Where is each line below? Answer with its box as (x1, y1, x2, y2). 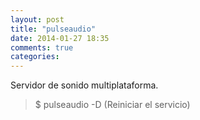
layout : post (10, 14, 65, 25)
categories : (10, 52, 60, 62)
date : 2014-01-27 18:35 (10, 33, 110, 43)
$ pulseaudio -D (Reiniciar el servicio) (34, 99, 191, 111)
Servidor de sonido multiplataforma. (10, 79, 159, 91)
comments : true (10, 42, 74, 53)
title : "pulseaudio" (10, 24, 97, 34)
